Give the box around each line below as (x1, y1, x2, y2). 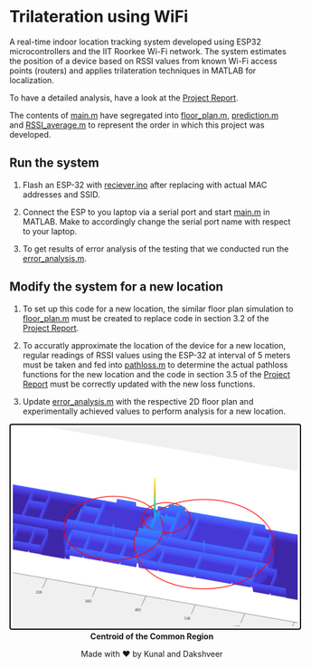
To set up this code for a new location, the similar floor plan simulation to (22, 303, 294, 314)
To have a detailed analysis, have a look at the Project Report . (9, 92, 239, 103)
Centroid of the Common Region (90, 631, 214, 642)
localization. (9, 74, 54, 85)
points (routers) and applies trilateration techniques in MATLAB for (9, 65, 257, 76)
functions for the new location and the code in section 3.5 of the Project (22, 368, 291, 379)
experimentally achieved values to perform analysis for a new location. (22, 406, 287, 416)
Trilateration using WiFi (9, 6, 189, 27)
